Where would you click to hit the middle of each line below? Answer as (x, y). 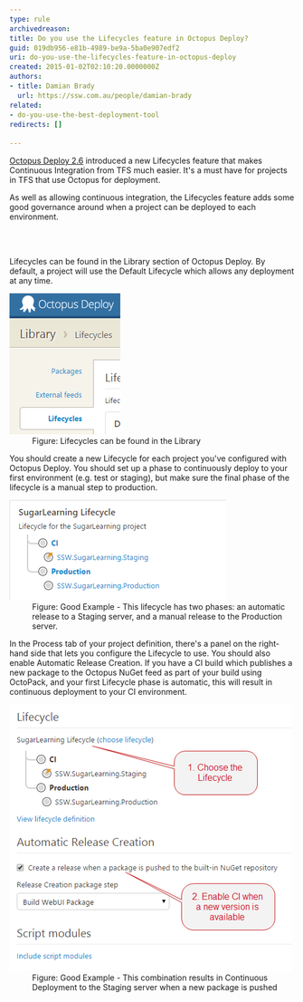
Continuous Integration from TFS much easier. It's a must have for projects (148, 170)
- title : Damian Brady (52, 86)
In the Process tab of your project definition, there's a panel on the (133, 644)
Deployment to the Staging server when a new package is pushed (155, 988)
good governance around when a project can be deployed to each (133, 207)
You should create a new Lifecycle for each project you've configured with (148, 458)
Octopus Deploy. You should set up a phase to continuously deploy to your (148, 468)
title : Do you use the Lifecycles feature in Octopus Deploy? (129, 38)
